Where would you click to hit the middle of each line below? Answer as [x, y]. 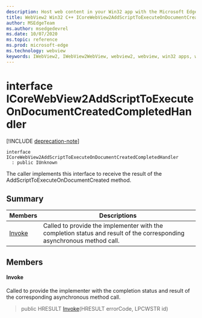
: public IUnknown [35, 163]
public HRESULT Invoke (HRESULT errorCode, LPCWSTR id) [94, 308]
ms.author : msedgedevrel [37, 28]
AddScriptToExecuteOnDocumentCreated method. [69, 180]
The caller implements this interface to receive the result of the [84, 173]
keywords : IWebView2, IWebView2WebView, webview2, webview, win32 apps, [99, 56]
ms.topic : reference [32, 40]
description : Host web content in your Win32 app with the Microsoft [95, 12]
